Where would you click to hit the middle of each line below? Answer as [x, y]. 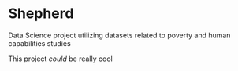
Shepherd [41, 14]
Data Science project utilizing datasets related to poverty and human [119, 35]
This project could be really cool [60, 59]
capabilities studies [39, 43]
